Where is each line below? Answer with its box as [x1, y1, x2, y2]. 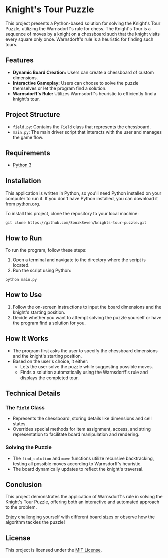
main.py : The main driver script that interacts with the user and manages [12, 129, 162, 135]
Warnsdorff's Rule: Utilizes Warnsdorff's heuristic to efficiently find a [12, 90, 157, 96]
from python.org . [5, 201, 40, 207]
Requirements [5, 149, 50, 157]
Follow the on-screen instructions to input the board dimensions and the [12, 304, 162, 310]
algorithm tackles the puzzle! [5, 519, 65, 525]
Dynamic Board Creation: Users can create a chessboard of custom [12, 69, 154, 75]
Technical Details [5, 389, 61, 398]
